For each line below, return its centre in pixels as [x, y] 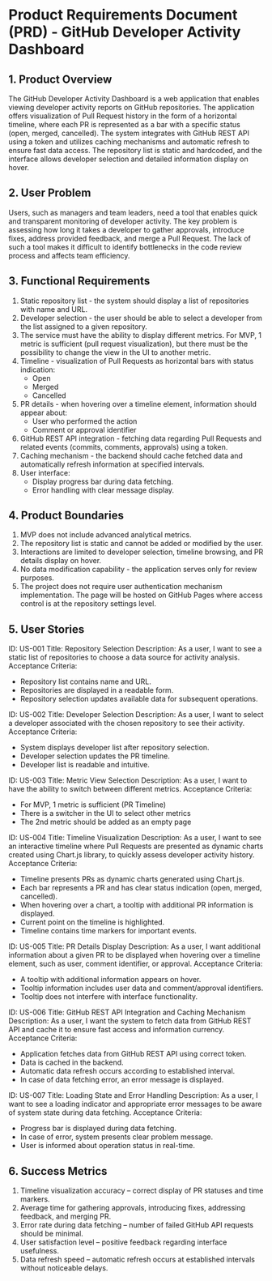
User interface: [45, 472]
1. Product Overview [60, 79]
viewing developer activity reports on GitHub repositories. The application [132, 107]
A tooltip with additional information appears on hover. [110, 980]
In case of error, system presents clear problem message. [116, 1137]
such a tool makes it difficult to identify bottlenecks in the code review [125, 247]
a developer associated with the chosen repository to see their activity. [127, 724]
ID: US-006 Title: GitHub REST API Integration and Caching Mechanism [127, 1012]
